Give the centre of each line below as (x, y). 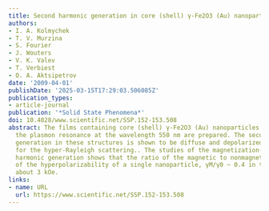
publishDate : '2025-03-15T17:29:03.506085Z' (84, 90)
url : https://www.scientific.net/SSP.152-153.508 (100, 195)
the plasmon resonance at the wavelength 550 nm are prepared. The (130, 135)
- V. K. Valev (32, 61)
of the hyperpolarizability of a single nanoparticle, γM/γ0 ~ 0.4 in (136, 165)
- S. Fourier (30, 46)
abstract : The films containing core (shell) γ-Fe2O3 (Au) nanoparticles (134, 128)
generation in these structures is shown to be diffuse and (118, 142)
